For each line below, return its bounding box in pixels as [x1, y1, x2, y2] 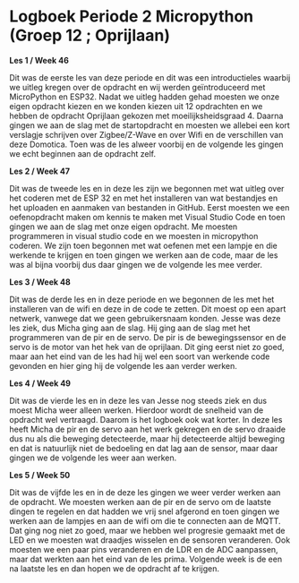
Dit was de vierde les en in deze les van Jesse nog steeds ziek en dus [9, 395, 268, 406]
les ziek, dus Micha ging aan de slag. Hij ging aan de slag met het [9, 322, 251, 333]
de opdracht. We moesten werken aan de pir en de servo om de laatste [9, 496, 271, 507]
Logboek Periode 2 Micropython [9, 6, 254, 27]
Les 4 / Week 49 [9, 378, 72, 389]
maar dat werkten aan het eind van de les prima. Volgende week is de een [9, 553, 283, 564]
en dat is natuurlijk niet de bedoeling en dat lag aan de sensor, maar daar [9, 442, 278, 453]
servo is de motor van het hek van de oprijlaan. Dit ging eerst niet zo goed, [9, 341, 285, 352]
